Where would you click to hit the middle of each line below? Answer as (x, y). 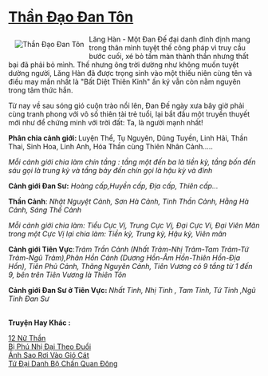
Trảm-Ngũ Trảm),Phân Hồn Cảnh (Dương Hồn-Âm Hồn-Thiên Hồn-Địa (124, 257)
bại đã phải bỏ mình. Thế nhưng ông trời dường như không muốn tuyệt (124, 65)
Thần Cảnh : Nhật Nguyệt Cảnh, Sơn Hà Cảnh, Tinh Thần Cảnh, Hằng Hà (129, 201)
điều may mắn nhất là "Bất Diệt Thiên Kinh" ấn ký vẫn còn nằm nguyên (124, 81)
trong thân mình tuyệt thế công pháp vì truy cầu (167, 47)
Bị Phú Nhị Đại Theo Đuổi (50, 346)
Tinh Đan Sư (29, 299)
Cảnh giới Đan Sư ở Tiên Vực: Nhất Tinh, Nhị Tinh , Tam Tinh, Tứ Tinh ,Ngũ (132, 290)
